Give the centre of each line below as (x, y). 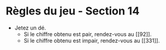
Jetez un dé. (30, 28)
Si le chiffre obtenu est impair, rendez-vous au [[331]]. (92, 40)
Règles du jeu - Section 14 (73, 11)
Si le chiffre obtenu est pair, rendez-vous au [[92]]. (88, 34)
